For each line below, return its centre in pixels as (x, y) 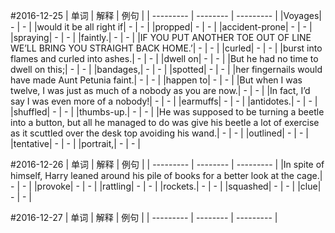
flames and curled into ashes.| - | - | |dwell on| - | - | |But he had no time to (164, 58)
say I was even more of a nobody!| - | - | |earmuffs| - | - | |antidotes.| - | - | (164, 101)
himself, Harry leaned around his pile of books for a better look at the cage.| (166, 175)
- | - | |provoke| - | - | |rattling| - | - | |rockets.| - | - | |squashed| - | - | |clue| (166, 186)
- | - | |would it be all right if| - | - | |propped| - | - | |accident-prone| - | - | (161, 27)
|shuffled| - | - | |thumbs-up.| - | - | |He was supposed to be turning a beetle (167, 112)
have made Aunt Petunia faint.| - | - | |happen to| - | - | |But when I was (156, 80)
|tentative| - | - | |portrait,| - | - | (75, 143)
